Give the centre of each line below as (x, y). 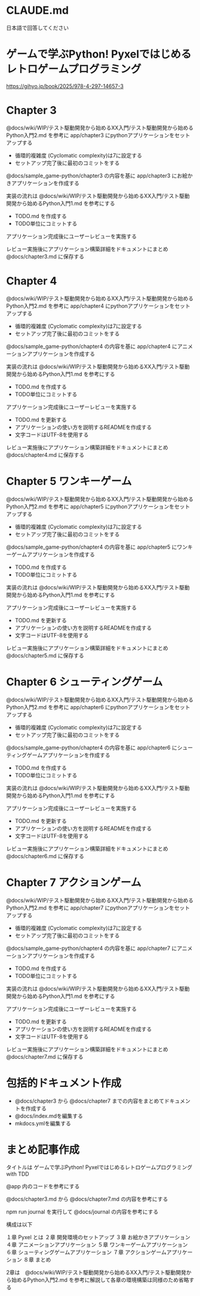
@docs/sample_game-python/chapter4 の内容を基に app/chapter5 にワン (97, 547)
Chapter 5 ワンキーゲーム (69, 481)
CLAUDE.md (38, 10)
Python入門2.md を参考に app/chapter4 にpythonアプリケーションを (90, 305)
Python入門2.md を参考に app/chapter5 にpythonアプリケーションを (90, 506)
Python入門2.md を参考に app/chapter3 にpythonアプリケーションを (90, 135)
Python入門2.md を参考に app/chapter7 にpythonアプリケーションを (90, 907)
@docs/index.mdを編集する (49, 1116)
